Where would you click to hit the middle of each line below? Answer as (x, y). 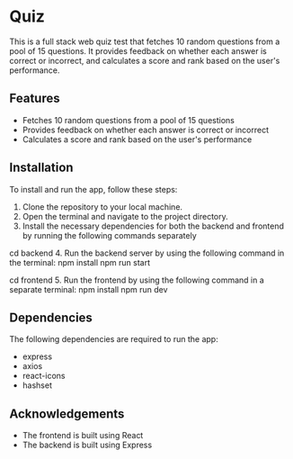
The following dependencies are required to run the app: (114, 339)
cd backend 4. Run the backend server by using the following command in (147, 253)
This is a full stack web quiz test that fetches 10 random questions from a (145, 41)
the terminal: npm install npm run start (80, 262)
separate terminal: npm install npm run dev (89, 289)
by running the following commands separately (110, 235)
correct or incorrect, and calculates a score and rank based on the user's (145, 60)
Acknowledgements (67, 414)
